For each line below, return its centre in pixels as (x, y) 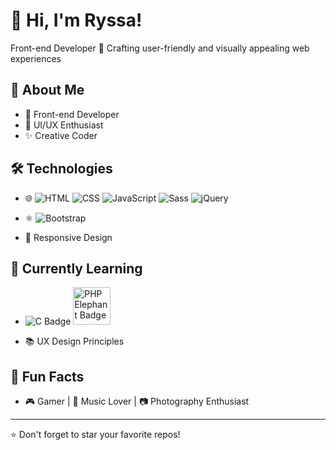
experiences (36, 58)
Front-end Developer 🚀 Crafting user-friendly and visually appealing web (160, 48)
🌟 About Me (47, 90)
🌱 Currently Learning (76, 268)
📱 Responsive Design (68, 237)
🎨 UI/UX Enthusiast (64, 125)
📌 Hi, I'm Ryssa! (76, 20)
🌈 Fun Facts (47, 376)
